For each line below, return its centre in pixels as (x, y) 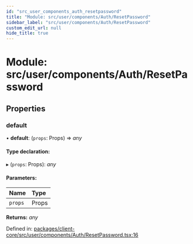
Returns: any (22, 218)
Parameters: (21, 178)
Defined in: (19, 229)
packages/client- (54, 229)
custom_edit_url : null (34, 28)
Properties (26, 109)
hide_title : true (27, 33)
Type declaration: (28, 151)
